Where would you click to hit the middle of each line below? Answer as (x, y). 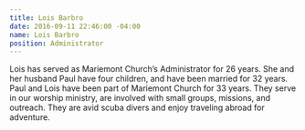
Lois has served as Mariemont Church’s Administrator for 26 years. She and (152, 69)
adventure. (30, 117)
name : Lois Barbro (44, 35)
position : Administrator (57, 43)
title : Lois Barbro (47, 18)
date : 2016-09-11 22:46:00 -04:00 (75, 26)
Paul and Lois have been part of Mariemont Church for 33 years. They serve (153, 88)
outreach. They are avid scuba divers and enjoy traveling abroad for (137, 108)
